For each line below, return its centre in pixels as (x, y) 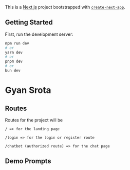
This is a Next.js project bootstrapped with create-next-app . (65, 7)
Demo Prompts (28, 161)
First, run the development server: (39, 34)
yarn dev (14, 52)
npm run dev (17, 43)
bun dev (13, 71)
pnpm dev (14, 61)
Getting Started (29, 22)
